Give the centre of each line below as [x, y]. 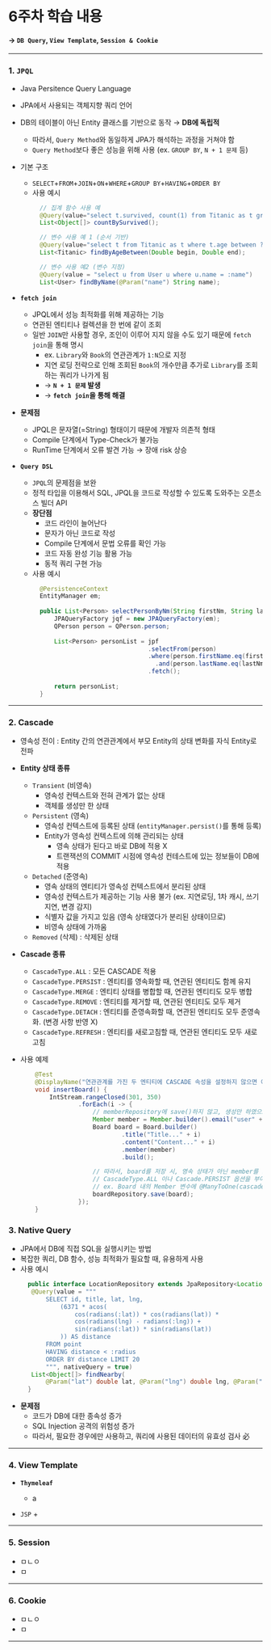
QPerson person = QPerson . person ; [112, 626]
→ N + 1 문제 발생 [72, 385]
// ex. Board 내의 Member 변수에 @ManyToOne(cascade [179, 1187]
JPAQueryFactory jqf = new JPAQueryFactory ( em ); [137, 619]
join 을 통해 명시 [58, 344]
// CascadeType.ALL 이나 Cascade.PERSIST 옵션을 [171, 1179]
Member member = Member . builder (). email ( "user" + [177, 1120]
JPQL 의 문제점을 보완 [64, 483]
